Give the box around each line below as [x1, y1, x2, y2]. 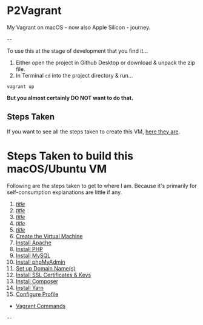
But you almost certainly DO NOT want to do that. [7, 94, 134, 101]
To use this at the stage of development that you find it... [7, 47, 148, 55]
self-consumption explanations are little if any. [7, 189, 122, 196]
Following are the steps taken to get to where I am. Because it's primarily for [7, 182, 197, 189]
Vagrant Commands [15, 302, 66, 309]
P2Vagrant [7, 4, 62, 18]
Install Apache [15, 239, 52, 246]
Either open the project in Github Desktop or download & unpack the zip [15, 59, 196, 66]
